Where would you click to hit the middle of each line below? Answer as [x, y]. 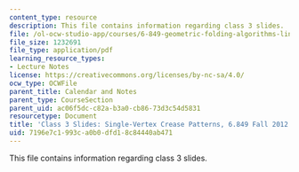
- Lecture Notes [39, 67]
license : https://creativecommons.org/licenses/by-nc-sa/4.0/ [127, 75]
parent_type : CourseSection [61, 100]
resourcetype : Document [53, 116]
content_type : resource [53, 17]
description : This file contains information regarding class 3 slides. [147, 26]
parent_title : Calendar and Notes [73, 91]
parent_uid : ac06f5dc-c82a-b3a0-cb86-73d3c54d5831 [105, 108]
